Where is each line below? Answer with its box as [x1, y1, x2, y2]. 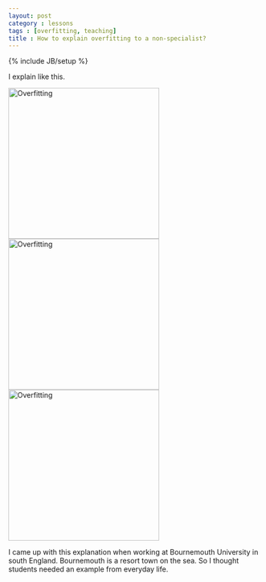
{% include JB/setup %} [8, 56, 88, 66]
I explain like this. [8, 72, 66, 81]
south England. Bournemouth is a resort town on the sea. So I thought [8, 556, 239, 566]
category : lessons [8, 19, 74, 27]
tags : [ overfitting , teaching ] [8, 27, 117, 35]
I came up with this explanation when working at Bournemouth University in [8, 547, 259, 557]
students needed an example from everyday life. [8, 564, 169, 574]
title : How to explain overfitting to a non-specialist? [8, 34, 207, 43]
